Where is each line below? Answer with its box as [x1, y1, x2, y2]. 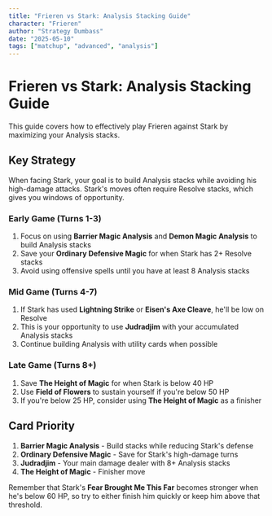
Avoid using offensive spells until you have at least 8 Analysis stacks [20, 266, 250, 276]
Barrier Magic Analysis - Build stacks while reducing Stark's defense [20, 440, 254, 450]
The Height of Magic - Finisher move [20, 466, 146, 476]
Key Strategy [8, 154, 76, 168]
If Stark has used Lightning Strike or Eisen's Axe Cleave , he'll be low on [20, 304, 265, 314]
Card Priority [8, 419, 75, 433]
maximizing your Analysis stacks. [8, 130, 121, 140]
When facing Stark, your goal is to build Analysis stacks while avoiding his [8, 175, 257, 185]
